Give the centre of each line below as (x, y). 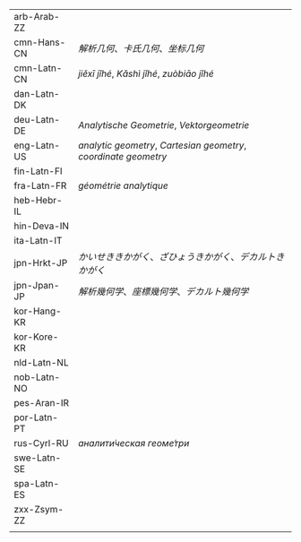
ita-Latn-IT (38, 241)
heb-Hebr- (38, 200)
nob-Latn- (37, 377)
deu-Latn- (37, 120)
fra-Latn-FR (40, 185)
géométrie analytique (123, 185)
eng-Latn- (37, 145)
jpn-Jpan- (37, 285)
